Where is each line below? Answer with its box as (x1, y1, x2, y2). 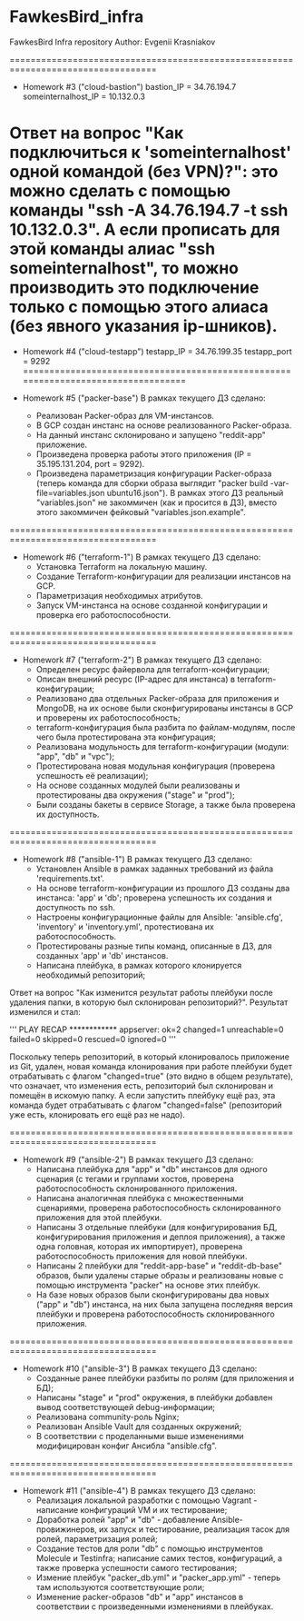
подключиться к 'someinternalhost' (9, 143, 292, 163)
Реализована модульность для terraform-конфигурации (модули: (35, 741, 289, 751)
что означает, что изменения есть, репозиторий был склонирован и (9, 1079, 274, 1091)
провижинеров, (35, 1524, 97, 1535)
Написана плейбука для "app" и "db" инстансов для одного (35, 1163, 268, 1174)
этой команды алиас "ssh (9, 239, 216, 260)
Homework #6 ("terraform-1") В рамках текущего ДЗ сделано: (22, 552, 261, 562)
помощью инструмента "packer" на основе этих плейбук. (35, 1279, 261, 1290)
